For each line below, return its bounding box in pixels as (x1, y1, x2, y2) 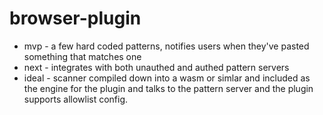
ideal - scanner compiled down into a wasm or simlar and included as (23, 72, 311, 84)
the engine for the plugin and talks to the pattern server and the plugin (23, 82, 314, 94)
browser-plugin (9, 7, 142, 30)
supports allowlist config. (23, 93, 129, 105)
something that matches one (23, 50, 142, 62)
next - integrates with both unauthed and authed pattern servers (23, 61, 290, 73)
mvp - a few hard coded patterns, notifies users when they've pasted (23, 40, 310, 52)
